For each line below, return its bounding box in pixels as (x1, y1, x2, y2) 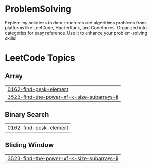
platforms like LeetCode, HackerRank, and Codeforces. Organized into (5, 24, 147, 30)
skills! (5, 35, 17, 41)
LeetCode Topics (5, 52, 76, 64)
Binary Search (5, 110, 49, 119)
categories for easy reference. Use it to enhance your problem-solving (5, 30, 148, 36)
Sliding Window (5, 141, 54, 149)
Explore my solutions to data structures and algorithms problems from (5, 20, 146, 25)
